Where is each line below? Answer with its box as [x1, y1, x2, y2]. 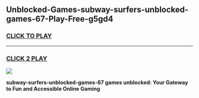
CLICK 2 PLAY [6, 54, 47, 62]
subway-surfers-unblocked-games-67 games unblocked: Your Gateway [6, 78, 188, 86]
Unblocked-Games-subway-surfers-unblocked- [6, 5, 189, 15]
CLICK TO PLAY [6, 32, 52, 40]
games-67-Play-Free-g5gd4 [6, 14, 114, 24]
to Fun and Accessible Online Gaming [6, 85, 101, 92]
